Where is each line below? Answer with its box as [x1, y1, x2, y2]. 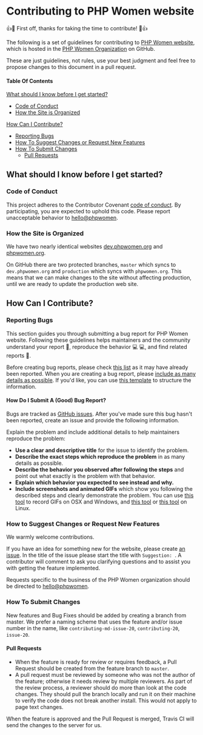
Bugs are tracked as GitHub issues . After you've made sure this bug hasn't [6, 410, 193, 417]
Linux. [15, 505, 31, 512]
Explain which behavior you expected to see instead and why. [15, 479, 174, 486]
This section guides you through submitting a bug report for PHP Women [6, 330, 188, 337]
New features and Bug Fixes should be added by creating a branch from [6, 611, 187, 619]
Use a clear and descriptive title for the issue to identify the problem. [15, 447, 189, 454]
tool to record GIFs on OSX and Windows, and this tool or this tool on [15, 498, 187, 505]
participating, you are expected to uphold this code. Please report [6, 207, 171, 215]
